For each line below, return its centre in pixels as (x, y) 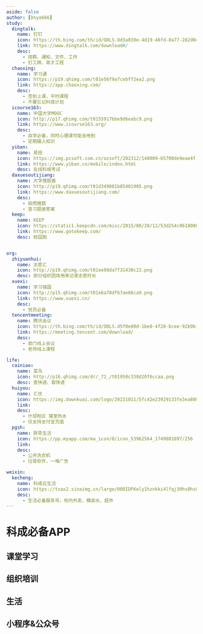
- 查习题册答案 (39, 209)
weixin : (16, 472)
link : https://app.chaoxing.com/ (59, 85)
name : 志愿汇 (32, 265)
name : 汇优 (30, 394)
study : (14, 23)
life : (13, 360)
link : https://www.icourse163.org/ (62, 125)
